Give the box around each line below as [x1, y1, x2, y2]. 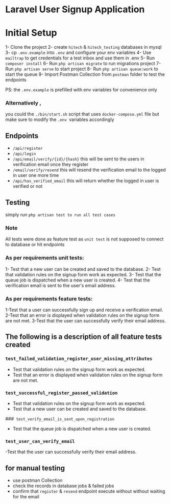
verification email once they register [12, 162, 89, 168]
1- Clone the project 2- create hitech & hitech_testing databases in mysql [5, 44, 162, 50]
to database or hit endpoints [5, 241, 65, 248]
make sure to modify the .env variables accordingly [5, 116, 114, 123]
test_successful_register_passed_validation [5, 390, 118, 396]
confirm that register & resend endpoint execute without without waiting [12, 488, 165, 494]
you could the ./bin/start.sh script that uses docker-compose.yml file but [5, 111, 159, 117]
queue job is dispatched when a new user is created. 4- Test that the [5, 277, 150, 283]
